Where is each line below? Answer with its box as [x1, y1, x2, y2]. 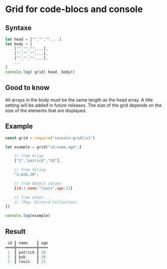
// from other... [14, 195, 51, 200]
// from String [14, 167, 46, 172]
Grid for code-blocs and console [5, 4, 143, 15]
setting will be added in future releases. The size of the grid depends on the [5, 102, 162, 108]
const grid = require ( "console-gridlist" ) [5, 135, 95, 140]
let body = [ [5, 41, 33, 46]
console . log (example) [5, 213, 51, 218]
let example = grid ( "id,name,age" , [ [5, 144, 82, 149]
